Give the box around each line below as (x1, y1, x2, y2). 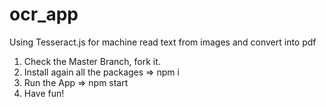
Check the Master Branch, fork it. (23, 55, 161, 67)
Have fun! (23, 87, 65, 99)
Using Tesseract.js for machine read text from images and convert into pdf (9, 36, 317, 48)
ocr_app (9, 3, 79, 26)
